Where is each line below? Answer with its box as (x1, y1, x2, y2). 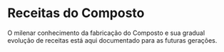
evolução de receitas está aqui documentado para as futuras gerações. (7, 36, 218, 44)
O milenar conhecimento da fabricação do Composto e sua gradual (7, 28, 205, 37)
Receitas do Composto (7, 5, 145, 21)
